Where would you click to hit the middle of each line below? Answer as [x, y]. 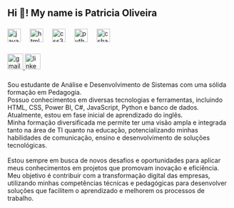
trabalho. [21, 198]
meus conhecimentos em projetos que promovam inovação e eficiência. [113, 168]
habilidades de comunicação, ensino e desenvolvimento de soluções [109, 138]
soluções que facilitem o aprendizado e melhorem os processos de [106, 191]
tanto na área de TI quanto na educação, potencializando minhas [103, 130]
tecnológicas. [27, 145]
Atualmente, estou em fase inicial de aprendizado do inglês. [95, 115]
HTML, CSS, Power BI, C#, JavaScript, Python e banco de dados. [103, 108]
